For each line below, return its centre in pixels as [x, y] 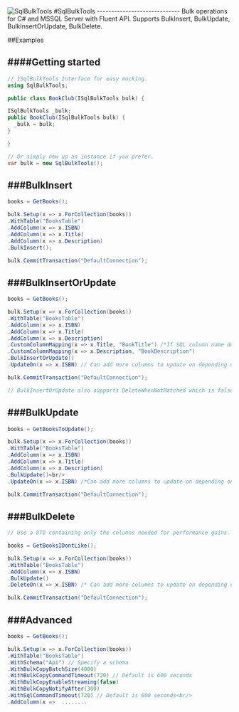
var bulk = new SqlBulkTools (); [55, 163]
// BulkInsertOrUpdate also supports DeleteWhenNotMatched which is [111, 390]
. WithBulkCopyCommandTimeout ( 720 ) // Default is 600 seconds [100, 676]
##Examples [26, 40]
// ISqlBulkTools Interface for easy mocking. [78, 79]
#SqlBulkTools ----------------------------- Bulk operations [140, 11]
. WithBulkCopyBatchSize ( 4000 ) [52, 669]
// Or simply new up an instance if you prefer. [81, 156]
